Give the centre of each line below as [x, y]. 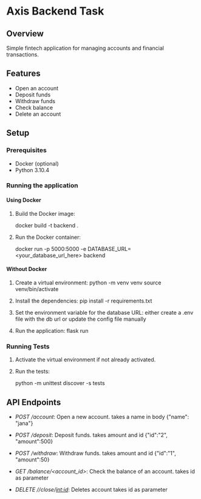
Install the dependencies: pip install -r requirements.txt [83, 301]
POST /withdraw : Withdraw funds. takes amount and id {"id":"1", [95, 453]
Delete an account [38, 114]
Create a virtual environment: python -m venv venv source [88, 283]
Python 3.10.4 [32, 170]
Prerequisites [26, 150]
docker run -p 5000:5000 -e [51, 249]
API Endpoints [34, 402]
